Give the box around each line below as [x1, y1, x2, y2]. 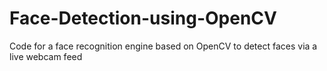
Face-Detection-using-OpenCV [9, 7, 277, 30]
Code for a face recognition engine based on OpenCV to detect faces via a [9, 40, 318, 52]
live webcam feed [9, 50, 83, 62]
